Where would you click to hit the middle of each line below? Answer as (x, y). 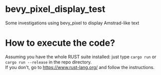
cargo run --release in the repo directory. (49, 62)
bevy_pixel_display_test (55, 9)
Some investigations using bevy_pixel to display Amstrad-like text (72, 23)
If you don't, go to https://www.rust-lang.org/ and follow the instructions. (80, 67)
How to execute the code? (60, 43)
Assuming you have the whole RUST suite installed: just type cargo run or (81, 57)
